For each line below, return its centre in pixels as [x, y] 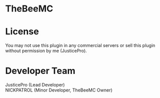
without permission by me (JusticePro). [46, 51]
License [22, 32]
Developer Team [40, 71]
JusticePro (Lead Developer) [35, 85]
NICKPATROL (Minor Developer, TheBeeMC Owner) [59, 90]
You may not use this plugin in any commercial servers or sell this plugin [80, 45]
